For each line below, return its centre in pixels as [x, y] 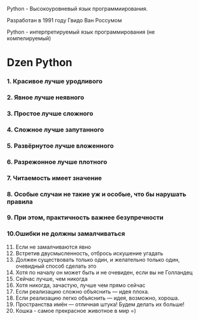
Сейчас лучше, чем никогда [52, 279]
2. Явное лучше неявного [46, 97]
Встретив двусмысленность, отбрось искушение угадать [89, 253]
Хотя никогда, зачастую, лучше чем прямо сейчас [80, 285]
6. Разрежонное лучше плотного [57, 162]
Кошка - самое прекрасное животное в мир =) [76, 310]
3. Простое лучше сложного [50, 113]
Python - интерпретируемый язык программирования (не [81, 32]
